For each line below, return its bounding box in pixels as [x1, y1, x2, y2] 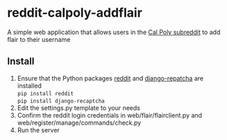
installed [17, 81, 42, 90]
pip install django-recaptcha [17, 98, 106, 104]
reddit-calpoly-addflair [7, 5, 142, 21]
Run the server [17, 125, 60, 134]
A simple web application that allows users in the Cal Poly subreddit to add [7, 28, 221, 36]
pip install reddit [17, 90, 74, 97]
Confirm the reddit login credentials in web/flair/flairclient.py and [17, 111, 203, 119]
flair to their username [7, 35, 71, 43]
